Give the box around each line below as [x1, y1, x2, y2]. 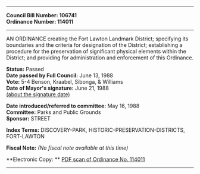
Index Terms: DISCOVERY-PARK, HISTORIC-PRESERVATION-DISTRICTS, [6, 126, 186, 134]
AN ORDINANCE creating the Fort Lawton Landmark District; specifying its [6, 35, 189, 42]
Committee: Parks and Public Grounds [6, 109, 101, 116]
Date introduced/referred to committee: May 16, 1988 [6, 102, 140, 109]
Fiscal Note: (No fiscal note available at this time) [6, 144, 129, 151]
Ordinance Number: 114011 [6, 18, 74, 25]
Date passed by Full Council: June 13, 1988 [6, 72, 113, 79]
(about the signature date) [6, 91, 70, 98]
